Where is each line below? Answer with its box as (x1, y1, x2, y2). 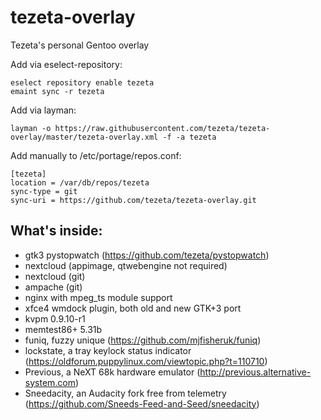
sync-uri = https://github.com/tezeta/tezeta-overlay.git (10, 195, 257, 205)
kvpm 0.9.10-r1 (24, 312, 86, 325)
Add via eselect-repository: (10, 58, 123, 70)
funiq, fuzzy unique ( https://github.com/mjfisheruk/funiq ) (24, 334, 262, 346)
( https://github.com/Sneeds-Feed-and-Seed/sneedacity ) (24, 397, 260, 410)
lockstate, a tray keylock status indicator (24, 344, 192, 356)
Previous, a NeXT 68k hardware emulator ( (24, 366, 201, 378)
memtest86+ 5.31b (24, 323, 103, 335)
